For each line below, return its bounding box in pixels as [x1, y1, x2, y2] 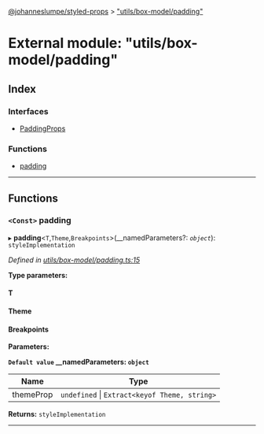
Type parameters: [8, 270, 68, 280]
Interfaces [8, 106, 49, 117]
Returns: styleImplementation [8, 410, 106, 419]
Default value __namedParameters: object [8, 358, 149, 367]
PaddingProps [19, 124, 66, 133]
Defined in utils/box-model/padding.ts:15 [8, 255, 141, 265]
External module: [8, 35, 123, 52]
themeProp [12, 389, 53, 400]
